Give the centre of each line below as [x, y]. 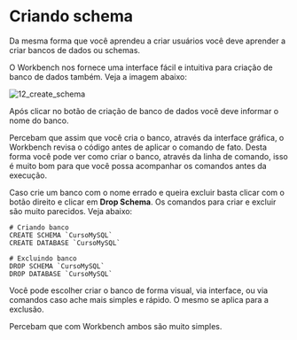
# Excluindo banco [43, 259]
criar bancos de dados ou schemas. [74, 50]
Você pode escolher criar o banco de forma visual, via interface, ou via [139, 290]
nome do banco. [39, 120]
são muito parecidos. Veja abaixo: [71, 211]
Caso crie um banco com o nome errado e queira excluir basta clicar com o [147, 192]
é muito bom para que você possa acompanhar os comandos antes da [138, 166]
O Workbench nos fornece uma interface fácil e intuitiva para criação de [141, 67]
